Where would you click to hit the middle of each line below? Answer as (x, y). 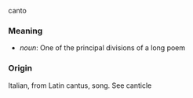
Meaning (25, 31)
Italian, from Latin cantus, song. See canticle (80, 85)
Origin (20, 68)
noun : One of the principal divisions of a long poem (102, 48)
